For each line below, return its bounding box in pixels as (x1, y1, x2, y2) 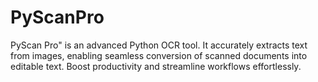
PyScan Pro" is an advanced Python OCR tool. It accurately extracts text (10, 39, 308, 51)
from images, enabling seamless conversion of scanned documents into (10, 49, 308, 61)
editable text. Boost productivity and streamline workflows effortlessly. (10, 60, 302, 72)
